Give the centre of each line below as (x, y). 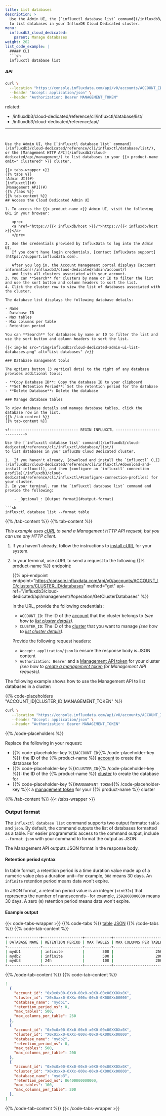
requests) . (30, 672)
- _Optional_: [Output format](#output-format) (64, 499)
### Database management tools (37, 360)
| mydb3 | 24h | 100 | (59, 961)
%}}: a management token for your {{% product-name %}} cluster (88, 789)
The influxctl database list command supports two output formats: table (82, 823)
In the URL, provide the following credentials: (58, 606)
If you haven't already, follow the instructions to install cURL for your (82, 545)
